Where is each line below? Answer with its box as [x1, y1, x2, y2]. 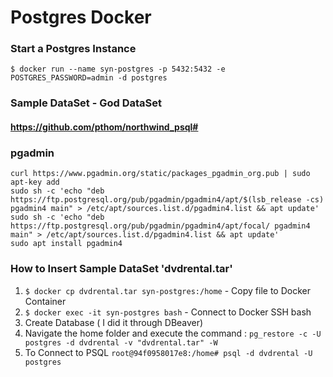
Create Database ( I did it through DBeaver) [24, 316, 204, 328]
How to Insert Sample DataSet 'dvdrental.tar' [10, 262, 233, 276]
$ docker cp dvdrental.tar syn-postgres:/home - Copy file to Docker [24, 284, 311, 296]
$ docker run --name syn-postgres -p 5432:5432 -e [10, 64, 226, 75]
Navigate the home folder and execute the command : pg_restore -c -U [24, 327, 322, 339]
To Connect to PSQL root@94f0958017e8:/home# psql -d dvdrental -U [24, 346, 313, 358]
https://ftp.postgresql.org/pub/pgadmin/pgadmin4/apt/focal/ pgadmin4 [10, 221, 311, 231]
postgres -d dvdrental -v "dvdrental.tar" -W [24, 337, 218, 348]
